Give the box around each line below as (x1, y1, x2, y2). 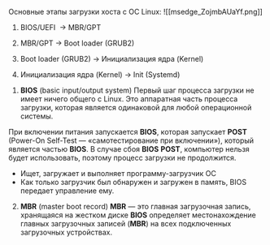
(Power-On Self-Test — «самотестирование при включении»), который (8, 135, 255, 145)
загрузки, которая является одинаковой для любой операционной (20, 103, 252, 112)
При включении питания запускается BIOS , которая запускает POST (8, 127, 247, 136)
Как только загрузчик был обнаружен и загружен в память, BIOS (20, 178, 246, 187)
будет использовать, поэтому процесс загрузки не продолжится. (8, 153, 237, 162)
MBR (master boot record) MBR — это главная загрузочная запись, (20, 202, 251, 211)
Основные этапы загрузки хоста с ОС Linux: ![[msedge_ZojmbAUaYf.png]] (8, 7, 263, 16)
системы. (20, 111, 54, 121)
